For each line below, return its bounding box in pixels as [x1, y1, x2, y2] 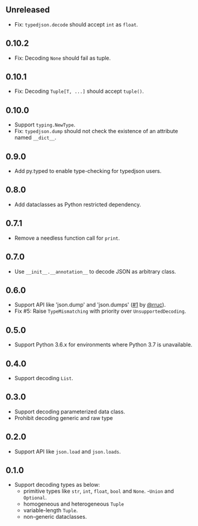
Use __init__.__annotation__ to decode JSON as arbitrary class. [14, 268, 176, 275]
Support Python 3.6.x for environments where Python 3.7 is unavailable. [14, 341, 193, 348]
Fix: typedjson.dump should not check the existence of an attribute [14, 128, 178, 135]
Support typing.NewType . [14, 121, 76, 128]
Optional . [23, 494, 47, 501]
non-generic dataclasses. [23, 513, 87, 521]
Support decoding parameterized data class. [14, 408, 126, 415]
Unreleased [5, 5, 51, 15]
